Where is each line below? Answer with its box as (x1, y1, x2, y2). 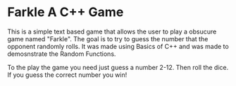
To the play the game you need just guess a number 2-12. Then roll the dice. (7, 63, 229, 71)
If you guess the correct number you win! (7, 71, 128, 79)
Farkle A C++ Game (7, 4, 124, 20)
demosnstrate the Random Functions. (7, 50, 116, 58)
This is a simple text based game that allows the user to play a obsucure (7, 27, 217, 36)
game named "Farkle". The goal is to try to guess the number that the (7, 34, 209, 43)
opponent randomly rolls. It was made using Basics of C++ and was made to (7, 42, 229, 50)
